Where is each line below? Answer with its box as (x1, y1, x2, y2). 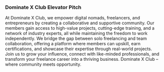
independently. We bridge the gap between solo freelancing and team (5, 36, 147, 41)
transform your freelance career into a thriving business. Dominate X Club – (5, 56, 159, 62)
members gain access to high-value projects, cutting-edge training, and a (5, 25, 155, 31)
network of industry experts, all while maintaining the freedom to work (5, 31, 148, 36)
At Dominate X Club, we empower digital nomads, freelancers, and (5, 15, 140, 21)
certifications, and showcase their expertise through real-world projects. (5, 46, 152, 52)
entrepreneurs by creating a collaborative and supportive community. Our (5, 20, 155, 26)
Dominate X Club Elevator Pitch (5, 4, 82, 11)
